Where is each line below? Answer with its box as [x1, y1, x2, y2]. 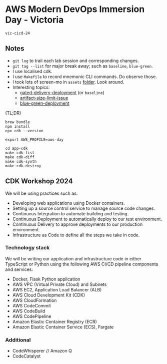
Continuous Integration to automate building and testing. [12, 210, 129, 216]
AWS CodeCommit [12, 302, 51, 308]
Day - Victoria [5, 14, 64, 26]
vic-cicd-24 [5, 31, 30, 36]
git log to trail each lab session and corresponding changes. [12, 58, 139, 64]
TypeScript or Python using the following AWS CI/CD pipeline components [5, 261, 158, 267]
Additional [5, 336, 31, 343]
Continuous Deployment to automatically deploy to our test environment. [12, 216, 162, 222]
